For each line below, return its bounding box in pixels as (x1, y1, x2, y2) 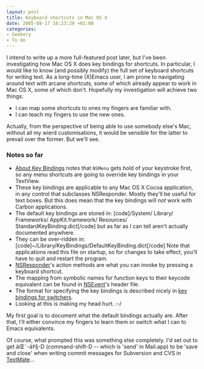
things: (6, 92, 24, 100)
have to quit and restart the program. (15, 255, 108, 262)
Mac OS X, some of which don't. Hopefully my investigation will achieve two (6, 86, 197, 93)
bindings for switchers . (15, 294, 73, 301)
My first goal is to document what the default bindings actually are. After (6, 312, 188, 319)
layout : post (6, 9, 40, 15)
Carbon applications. (15, 203, 68, 210)
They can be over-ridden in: (15, 235, 85, 243)
